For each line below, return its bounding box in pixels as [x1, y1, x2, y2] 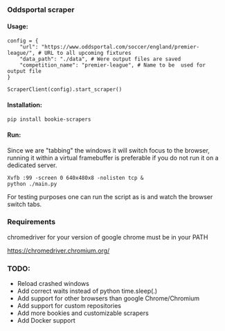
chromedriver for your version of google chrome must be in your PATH [7, 232, 208, 241]
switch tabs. [7, 200, 42, 208]
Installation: [7, 101, 43, 109]
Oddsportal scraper [7, 5, 75, 15]
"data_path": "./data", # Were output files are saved [19, 56, 181, 63]
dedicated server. [7, 161, 57, 169]
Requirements [7, 217, 56, 227]
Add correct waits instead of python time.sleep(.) [17, 287, 158, 296]
